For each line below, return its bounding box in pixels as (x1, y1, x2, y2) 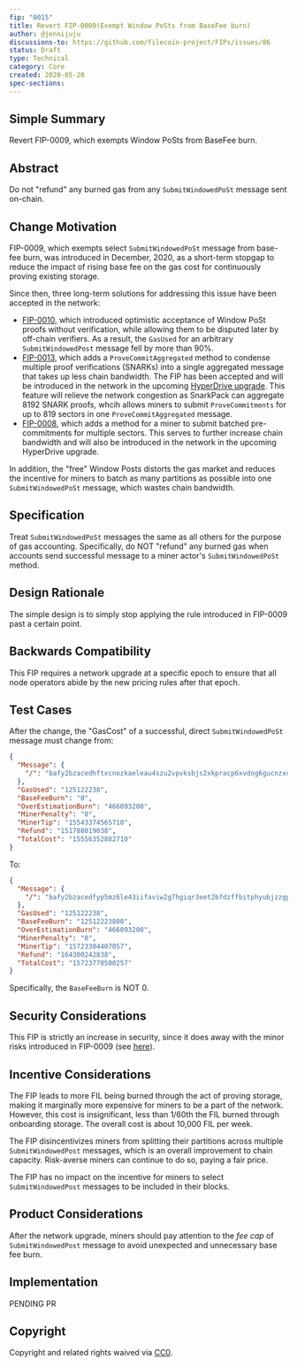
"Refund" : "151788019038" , (17, 827, 117, 836)
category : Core (9, 63, 65, 72)
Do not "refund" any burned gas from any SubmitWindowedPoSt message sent (9, 184, 287, 195)
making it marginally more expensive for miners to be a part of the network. (9, 1100, 284, 1110)
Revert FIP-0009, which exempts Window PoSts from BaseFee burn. (9, 135, 258, 146)
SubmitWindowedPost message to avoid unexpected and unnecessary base (9, 1239, 278, 1250)
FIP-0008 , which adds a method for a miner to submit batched (21, 418, 249, 429)
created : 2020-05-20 (9, 71, 86, 80)
